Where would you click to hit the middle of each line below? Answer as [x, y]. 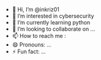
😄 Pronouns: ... [32, 45]
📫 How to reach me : [39, 36]
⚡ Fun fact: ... [29, 51]
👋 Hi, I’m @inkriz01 [36, 9]
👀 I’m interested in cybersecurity [53, 16]
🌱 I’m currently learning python [51, 22]
